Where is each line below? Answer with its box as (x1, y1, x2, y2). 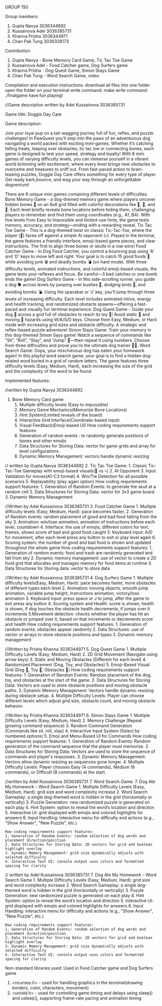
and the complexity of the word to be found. (5, 368, 93, 374)
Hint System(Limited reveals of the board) (19, 412, 103, 417)
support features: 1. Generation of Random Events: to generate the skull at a (5, 484, 156, 489)
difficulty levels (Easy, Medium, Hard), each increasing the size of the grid (5, 363, 152, 369)
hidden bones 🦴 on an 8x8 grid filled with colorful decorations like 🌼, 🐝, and (5, 202, 156, 207)
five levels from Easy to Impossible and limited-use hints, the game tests (5, 217, 149, 223)
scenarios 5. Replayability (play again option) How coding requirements (5, 479, 147, 484)
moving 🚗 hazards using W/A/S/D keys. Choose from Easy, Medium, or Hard (5, 317, 157, 322)
